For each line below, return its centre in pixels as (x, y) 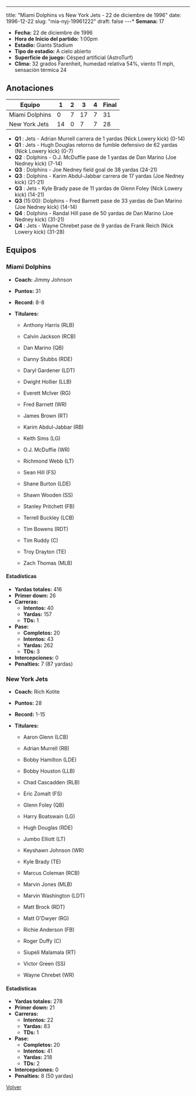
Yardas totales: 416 (38, 589)
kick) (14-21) (29, 194)
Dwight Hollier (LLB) (47, 381)
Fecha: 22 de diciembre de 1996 (54, 32)
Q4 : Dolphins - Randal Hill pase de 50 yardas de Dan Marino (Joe (94, 213)
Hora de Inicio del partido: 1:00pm (56, 39)
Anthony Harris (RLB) (49, 325)
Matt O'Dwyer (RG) (46, 918)
